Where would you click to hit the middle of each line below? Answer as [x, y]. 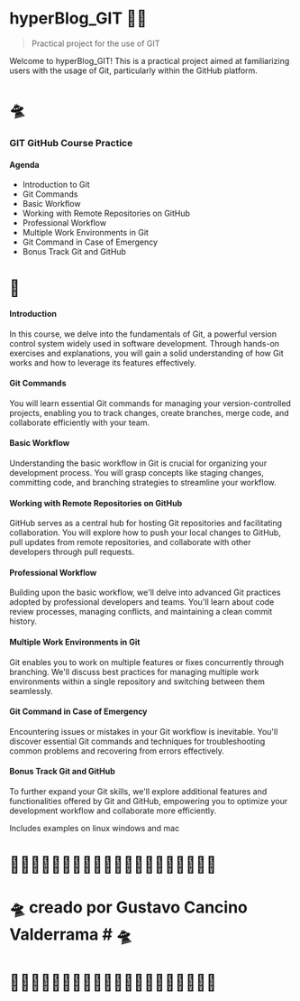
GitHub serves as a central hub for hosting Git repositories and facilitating [145, 524]
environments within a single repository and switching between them [137, 681]
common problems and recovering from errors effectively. [117, 751]
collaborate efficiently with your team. [80, 422]
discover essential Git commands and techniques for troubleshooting [137, 741]
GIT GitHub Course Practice [71, 144]
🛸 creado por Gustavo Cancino [128, 908]
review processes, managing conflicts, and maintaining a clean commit [141, 612]
